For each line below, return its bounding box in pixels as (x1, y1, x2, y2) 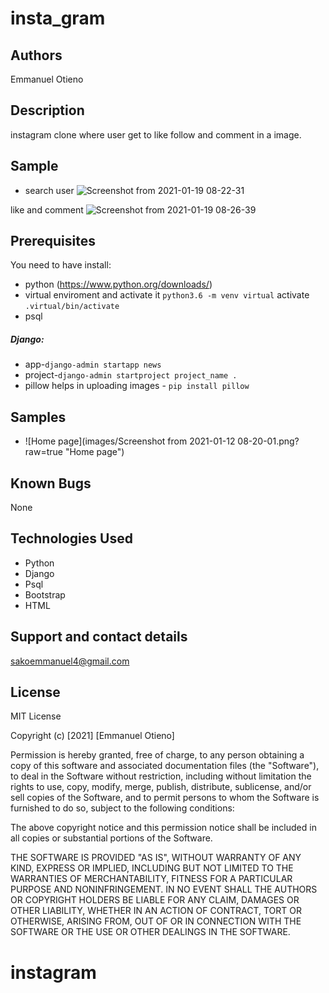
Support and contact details (10, 628, 188, 646)
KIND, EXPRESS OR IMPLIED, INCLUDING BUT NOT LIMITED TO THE (10, 862, 294, 874)
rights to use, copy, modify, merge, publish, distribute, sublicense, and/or (10, 781, 312, 793)
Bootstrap (24, 588, 66, 601)
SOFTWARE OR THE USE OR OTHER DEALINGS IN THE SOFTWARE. (10, 926, 291, 938)
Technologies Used (10, 530, 133, 547)
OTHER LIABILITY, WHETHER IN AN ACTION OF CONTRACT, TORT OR (10, 905, 302, 917)
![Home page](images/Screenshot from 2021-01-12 (24, 435, 236, 447)
